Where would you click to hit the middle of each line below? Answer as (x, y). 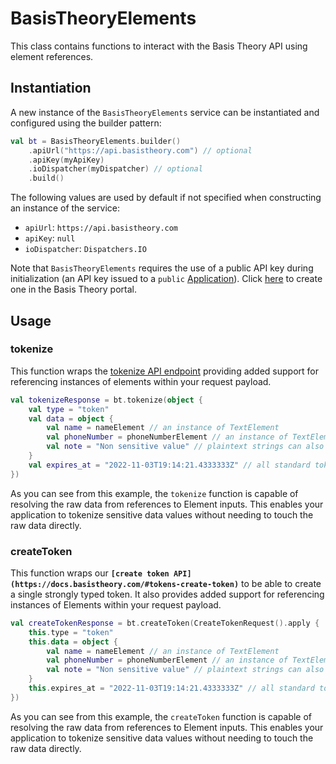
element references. (52, 56)
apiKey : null (50, 238)
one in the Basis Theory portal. (74, 289)
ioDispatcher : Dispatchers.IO (85, 249)
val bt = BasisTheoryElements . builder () (96, 141)
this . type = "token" (71, 632)
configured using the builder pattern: (86, 123)
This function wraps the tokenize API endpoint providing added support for (164, 371)
